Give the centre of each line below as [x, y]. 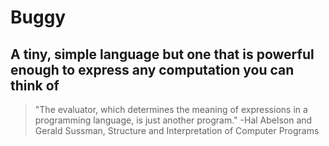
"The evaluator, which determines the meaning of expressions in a [171, 109]
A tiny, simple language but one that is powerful [162, 54]
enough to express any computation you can [152, 69]
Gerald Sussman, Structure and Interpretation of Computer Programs [177, 130]
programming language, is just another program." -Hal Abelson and [173, 120]
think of [35, 85]
